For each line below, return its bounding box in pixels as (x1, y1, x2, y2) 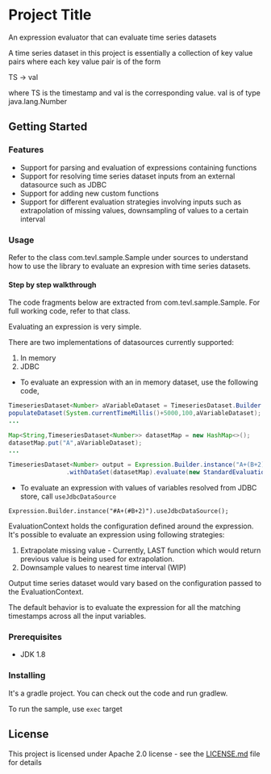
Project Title (8, 6, 92, 24)
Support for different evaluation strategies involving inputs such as (19, 196, 242, 207)
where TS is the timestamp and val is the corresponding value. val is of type (8, 87, 261, 98)
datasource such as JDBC (19, 179, 107, 189)
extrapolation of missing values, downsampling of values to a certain (19, 205, 248, 215)
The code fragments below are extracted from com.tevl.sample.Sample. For (8, 297, 261, 308)
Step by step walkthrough (8, 280, 97, 289)
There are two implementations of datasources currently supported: (8, 338, 234, 347)
